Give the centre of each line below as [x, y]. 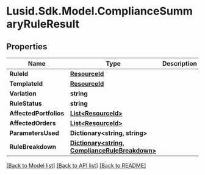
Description [180, 63]
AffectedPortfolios [37, 113]
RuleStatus [26, 103]
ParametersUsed [34, 133]
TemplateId [26, 84]
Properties [27, 46]
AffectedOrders [33, 123]
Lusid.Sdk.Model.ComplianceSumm [100, 11]
